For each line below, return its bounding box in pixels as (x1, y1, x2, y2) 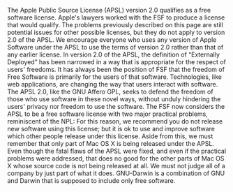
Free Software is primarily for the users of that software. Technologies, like (7, 73, 222, 81)
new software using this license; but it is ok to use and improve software (7, 125, 215, 133)
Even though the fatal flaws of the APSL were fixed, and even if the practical (7, 147, 227, 155)
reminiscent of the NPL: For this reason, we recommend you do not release (7, 117, 223, 125)
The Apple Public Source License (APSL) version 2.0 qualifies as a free (7, 6, 211, 14)
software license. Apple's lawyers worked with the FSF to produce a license (7, 13, 225, 22)
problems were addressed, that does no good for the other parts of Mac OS (7, 154, 225, 163)
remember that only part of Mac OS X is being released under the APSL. (7, 140, 215, 147)
